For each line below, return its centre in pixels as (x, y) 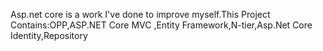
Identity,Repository (49, 35)
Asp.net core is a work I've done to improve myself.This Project (140, 14)
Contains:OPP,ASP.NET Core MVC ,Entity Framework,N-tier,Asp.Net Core (161, 25)
